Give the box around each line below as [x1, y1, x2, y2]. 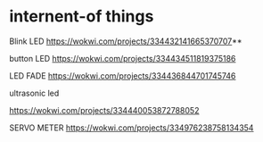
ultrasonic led [9, 88, 60, 98]
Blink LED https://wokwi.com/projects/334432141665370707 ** [9, 36, 242, 46]
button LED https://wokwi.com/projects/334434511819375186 [9, 53, 236, 63]
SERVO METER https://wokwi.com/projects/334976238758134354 [9, 122, 254, 133]
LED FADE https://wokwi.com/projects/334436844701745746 [9, 70, 236, 81]
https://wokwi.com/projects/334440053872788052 [9, 104, 200, 115]
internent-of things [9, 6, 154, 27]
